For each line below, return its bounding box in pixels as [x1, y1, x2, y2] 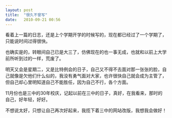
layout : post [5, 7, 33, 13]
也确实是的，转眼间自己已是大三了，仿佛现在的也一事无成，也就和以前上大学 [5, 49, 167, 55]
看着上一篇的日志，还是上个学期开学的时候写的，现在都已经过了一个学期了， [5, 32, 167, 38]
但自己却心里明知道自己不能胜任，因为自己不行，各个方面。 [5, 79, 131, 85]
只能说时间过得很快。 [5, 38, 50, 44]
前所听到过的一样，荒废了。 [5, 55, 64, 62]
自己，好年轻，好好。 [5, 96, 50, 103]
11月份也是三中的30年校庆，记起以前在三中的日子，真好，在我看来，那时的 [5, 90, 163, 96]
